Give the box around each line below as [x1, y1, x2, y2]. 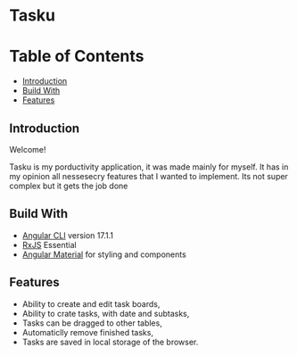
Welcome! [9, 144, 46, 154]
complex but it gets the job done [9, 180, 128, 191]
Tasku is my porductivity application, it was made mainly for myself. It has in [9, 161, 289, 172]
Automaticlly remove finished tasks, [21, 327, 154, 337]
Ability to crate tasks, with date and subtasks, [21, 308, 190, 319]
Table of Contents [9, 46, 144, 67]
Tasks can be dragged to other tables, [21, 318, 162, 328]
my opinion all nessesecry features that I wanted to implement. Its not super [9, 170, 288, 181]
